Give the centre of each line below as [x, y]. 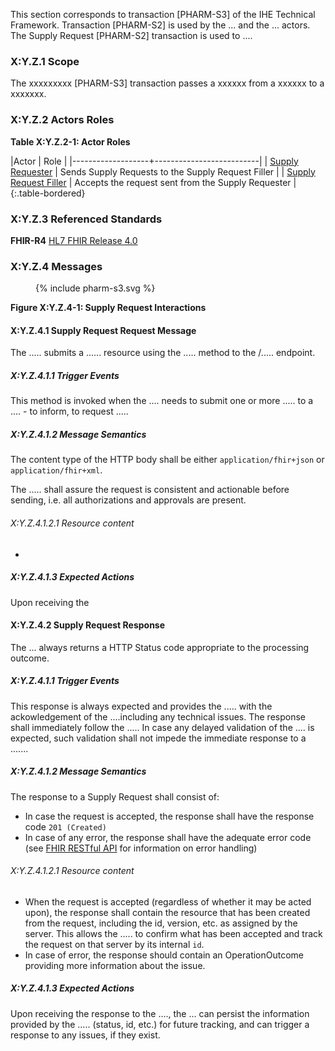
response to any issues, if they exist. [85, 1035]
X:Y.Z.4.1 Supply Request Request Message [103, 330]
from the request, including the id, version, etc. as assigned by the [161, 923]
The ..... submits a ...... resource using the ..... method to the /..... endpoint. [163, 353]
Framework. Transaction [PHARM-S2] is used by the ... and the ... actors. [160, 25]
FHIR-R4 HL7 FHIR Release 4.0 [74, 240]
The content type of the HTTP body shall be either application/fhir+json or [167, 460]
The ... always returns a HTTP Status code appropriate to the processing [160, 647]
